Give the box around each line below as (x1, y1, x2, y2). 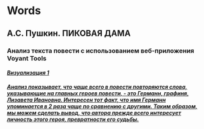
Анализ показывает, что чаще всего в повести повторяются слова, (7, 83, 188, 90)
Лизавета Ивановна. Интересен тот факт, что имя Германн (7, 96, 166, 103)
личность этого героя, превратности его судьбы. (7, 116, 139, 123)
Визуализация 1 (7, 69, 49, 76)
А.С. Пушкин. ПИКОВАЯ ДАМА (7, 28, 131, 39)
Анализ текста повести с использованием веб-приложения (7, 46, 194, 55)
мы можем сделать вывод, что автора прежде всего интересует (7, 109, 181, 116)
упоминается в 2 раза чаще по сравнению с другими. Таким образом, (7, 102, 198, 110)
